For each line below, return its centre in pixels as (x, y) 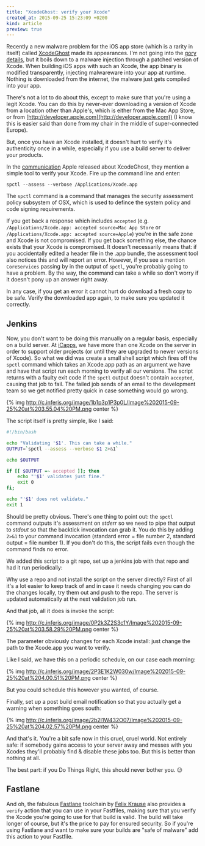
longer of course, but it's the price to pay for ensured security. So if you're (100, 823)
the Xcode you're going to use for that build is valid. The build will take (95, 817)
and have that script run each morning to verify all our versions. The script (100, 371)
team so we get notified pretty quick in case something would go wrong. (97, 391)
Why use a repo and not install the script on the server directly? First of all (99, 579)
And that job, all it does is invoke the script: (60, 611)
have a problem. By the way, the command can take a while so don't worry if (103, 273)
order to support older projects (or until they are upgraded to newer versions (103, 352)
